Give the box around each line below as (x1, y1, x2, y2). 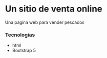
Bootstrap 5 (12, 47, 36, 54)
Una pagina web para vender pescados (5, 19, 85, 25)
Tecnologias (5, 31, 35, 38)
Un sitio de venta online (5, 3, 103, 14)
